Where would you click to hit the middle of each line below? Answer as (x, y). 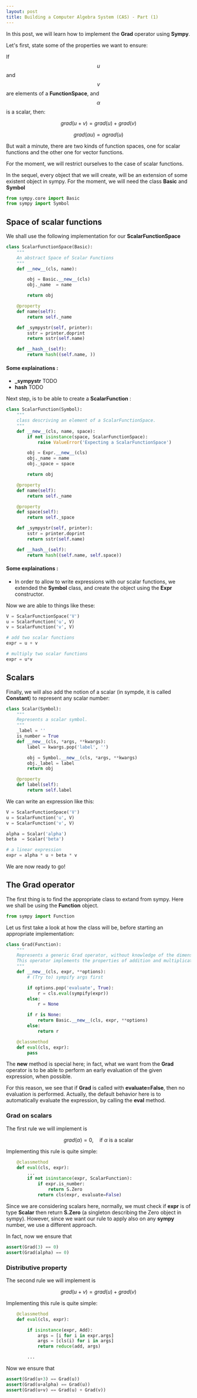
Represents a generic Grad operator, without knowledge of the (96, 955)
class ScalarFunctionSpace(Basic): (50, 247)
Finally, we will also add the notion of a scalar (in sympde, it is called (89, 692)
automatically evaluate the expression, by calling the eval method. (86, 1100)
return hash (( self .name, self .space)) (74, 555)
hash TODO (29, 387)
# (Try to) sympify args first (65, 977)
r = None (48, 1004)
